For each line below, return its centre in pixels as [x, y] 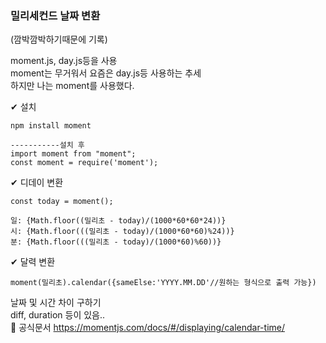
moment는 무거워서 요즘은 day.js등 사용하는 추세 [106, 73]
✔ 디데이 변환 [37, 183]
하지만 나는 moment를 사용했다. [72, 86]
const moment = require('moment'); [84, 163]
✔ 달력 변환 [33, 262]
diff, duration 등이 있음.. [58, 315]
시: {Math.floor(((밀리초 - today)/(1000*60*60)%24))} [122, 232]
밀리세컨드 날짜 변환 [55, 15]
